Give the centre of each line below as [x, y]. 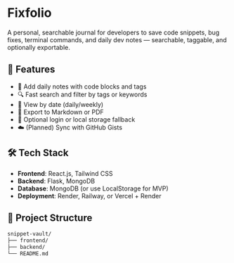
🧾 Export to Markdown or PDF [60, 112]
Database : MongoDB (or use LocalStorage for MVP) [93, 188]
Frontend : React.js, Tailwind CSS [65, 173]
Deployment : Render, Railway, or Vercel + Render [89, 195]
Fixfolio [30, 13]
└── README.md [28, 254]
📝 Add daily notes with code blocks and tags [82, 86]
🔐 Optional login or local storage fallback [76, 119]
